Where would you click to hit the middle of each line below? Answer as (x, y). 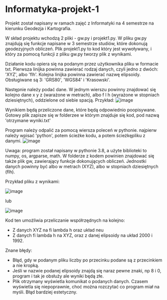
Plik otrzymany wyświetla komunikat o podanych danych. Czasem (80, 281)
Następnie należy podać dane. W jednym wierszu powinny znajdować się (81, 89)
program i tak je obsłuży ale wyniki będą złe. (58, 276)
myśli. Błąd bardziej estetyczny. (45, 292)
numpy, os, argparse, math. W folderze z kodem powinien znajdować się (80, 156)
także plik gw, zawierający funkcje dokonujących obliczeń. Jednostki (76, 161)
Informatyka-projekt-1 (52, 9)
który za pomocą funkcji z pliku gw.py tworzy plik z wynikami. (69, 54)
